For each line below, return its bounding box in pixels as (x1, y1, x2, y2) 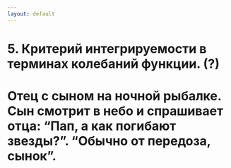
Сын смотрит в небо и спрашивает (7, 103, 224, 119)
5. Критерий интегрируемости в (7, 40, 207, 56)
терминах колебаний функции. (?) (7, 56, 220, 71)
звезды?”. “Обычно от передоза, (7, 133, 211, 149)
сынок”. (7, 148, 57, 164)
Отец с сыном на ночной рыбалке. (7, 88, 222, 104)
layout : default (7, 10, 55, 18)
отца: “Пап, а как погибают (7, 118, 177, 134)
